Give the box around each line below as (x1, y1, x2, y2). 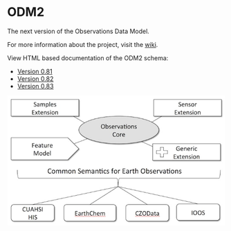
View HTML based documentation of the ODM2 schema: (7, 53, 169, 62)
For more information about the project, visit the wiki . (7, 40, 158, 48)
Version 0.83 (17, 82, 54, 90)
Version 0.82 (17, 74, 54, 83)
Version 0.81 (17, 67, 53, 75)
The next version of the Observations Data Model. (7, 27, 150, 35)
